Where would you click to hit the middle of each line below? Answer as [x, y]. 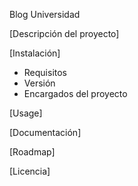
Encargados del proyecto [75, 93]
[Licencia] [30, 171]
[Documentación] [45, 132]
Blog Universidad [45, 14]
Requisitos [45, 72]
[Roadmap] [32, 152]
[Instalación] [35, 53]
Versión [39, 83]
